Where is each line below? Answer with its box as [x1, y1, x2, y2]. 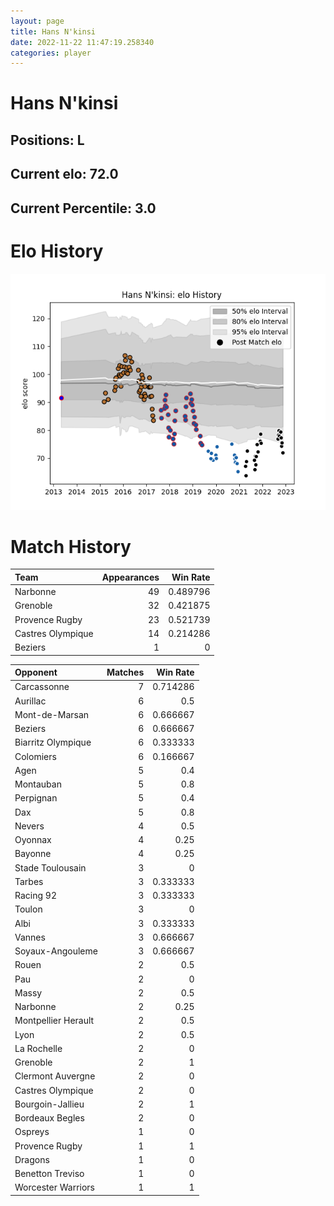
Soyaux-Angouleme [14, 945, 98, 957]
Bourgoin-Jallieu [14, 1098, 85, 1110]
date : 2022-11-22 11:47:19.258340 [10, 37, 155, 47]
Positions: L [10, 131, 85, 149]
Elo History [10, 240, 104, 262]
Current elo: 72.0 [10, 166, 119, 183]
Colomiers [14, 750, 57, 762]
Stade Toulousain [14, 861, 87, 874]
